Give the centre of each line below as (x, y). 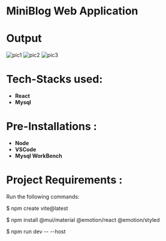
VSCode (25, 149)
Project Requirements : (64, 180)
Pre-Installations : (52, 126)
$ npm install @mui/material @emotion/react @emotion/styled (83, 219)
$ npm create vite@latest (37, 208)
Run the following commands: (43, 197)
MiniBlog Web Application (72, 11)
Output (24, 39)
